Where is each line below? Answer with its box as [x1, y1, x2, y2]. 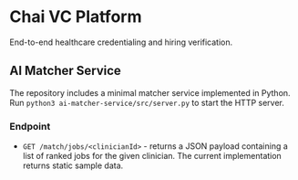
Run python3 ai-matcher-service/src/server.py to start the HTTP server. [9, 97, 285, 108]
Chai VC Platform [9, 6, 142, 27]
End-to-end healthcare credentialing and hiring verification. [9, 37, 233, 48]
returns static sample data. [22, 160, 124, 171]
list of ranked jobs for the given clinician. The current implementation [22, 151, 283, 162]
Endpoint [9, 120, 51, 132]
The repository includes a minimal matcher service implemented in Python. [9, 87, 291, 98]
